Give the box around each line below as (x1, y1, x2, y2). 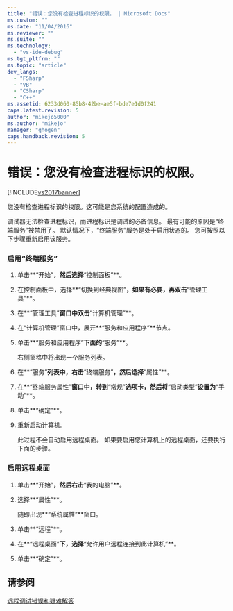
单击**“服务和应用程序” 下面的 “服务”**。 (17, 338, 132, 347)
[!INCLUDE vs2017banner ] (7, 188, 81, 196)
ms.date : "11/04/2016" (7, 23, 73, 30)
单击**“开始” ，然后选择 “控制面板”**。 (17, 271, 126, 279)
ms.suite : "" (7, 36, 45, 43)
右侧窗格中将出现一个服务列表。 (17, 353, 109, 362)
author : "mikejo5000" (7, 113, 70, 120)
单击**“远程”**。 (17, 525, 66, 533)
